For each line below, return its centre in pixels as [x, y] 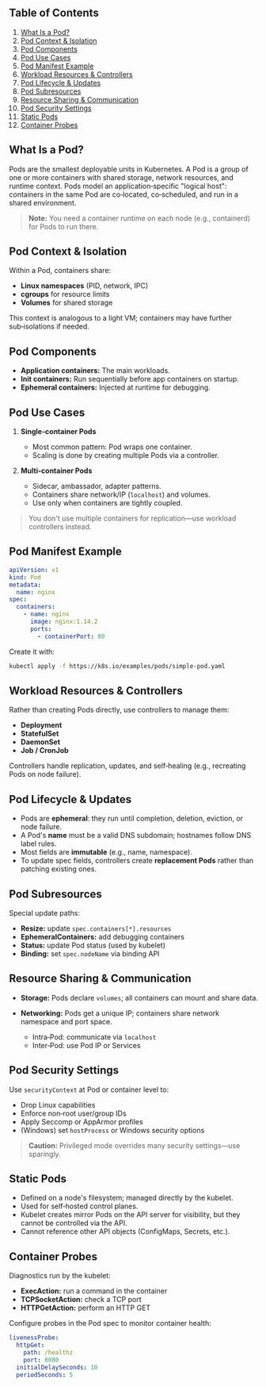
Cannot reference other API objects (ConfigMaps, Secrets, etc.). [125, 1231]
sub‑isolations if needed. [49, 327]
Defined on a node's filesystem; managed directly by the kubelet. [127, 1198]
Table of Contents [54, 13]
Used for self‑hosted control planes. [79, 1206]
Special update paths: [44, 912]
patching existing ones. [59, 869]
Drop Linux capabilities [58, 1105]
